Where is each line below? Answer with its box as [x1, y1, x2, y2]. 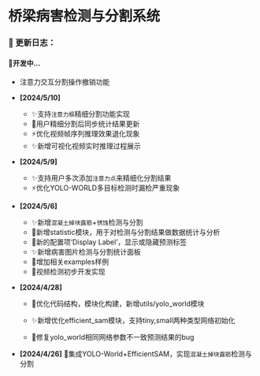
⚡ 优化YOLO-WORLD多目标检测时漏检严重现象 [31, 183, 180, 193]
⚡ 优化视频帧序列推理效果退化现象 [31, 129, 140, 139]
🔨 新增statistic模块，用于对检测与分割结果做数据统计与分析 [31, 228, 221, 237]
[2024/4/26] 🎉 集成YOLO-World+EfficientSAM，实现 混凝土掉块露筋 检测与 [19, 349, 252, 359]
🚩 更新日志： [8, 37, 57, 48]
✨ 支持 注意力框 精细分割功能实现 [31, 110, 130, 119]
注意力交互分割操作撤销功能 [19, 77, 110, 87]
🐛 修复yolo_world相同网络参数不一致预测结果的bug [31, 333, 195, 342]
